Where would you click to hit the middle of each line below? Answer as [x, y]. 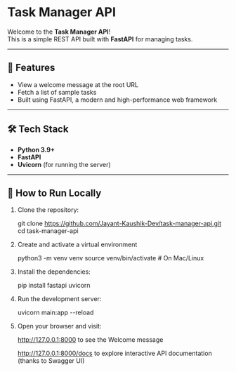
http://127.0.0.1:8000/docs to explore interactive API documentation [114, 353]
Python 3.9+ [36, 150]
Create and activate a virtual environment [77, 245]
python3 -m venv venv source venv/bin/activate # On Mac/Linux [111, 258]
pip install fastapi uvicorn [54, 286]
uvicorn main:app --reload [55, 312]
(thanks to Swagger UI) [51, 361]
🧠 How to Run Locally [54, 193]
